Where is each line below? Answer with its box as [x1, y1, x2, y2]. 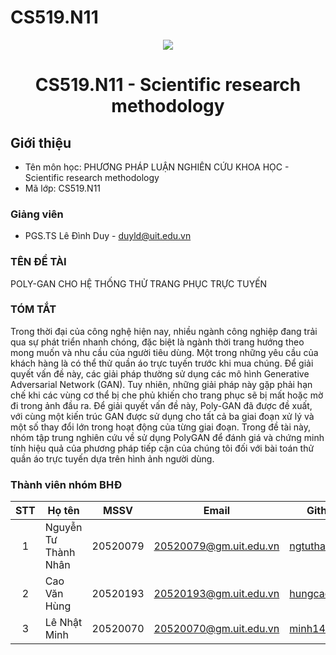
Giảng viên [10, 207, 64, 221]
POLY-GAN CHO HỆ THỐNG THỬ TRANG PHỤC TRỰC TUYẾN [10, 277, 268, 290]
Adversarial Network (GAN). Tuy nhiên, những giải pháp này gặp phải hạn [10, 378, 313, 390]
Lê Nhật [44, 616, 83, 630]
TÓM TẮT [10, 302, 57, 316]
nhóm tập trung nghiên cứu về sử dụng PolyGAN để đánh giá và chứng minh [10, 431, 325, 443]
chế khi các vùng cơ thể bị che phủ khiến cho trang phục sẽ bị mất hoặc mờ [10, 389, 324, 401]
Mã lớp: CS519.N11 [24, 182, 102, 194]
